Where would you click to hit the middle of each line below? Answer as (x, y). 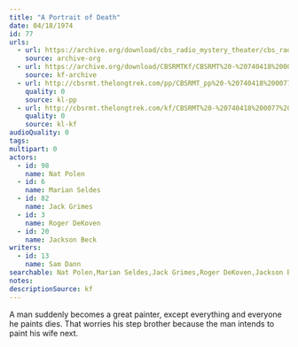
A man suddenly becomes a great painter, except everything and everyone (145, 314)
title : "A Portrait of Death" (65, 17)
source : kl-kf (51, 125)
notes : (21, 281)
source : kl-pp (51, 100)
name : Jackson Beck (61, 240)
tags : (19, 141)
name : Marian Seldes (63, 190)
